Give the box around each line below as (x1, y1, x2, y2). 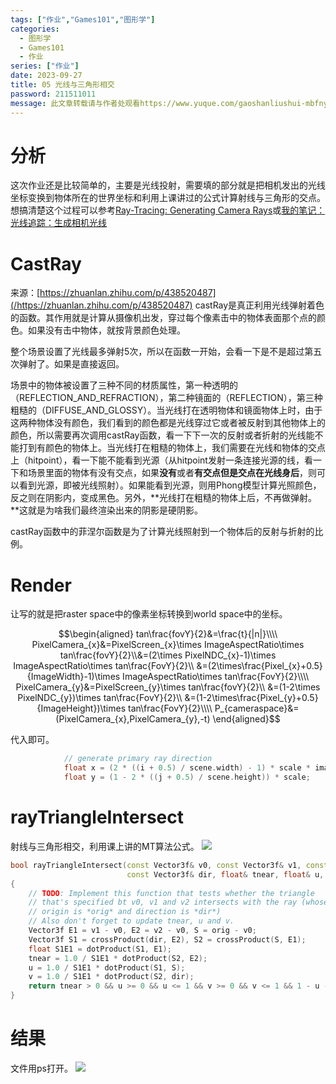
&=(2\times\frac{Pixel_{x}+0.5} (196, 660, 323, 672)
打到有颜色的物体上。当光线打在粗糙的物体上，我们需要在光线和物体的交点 (18, 442, 326, 454)
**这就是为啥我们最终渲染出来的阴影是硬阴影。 (10, 504, 204, 516)
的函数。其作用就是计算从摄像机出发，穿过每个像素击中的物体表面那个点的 (10, 312, 317, 324)
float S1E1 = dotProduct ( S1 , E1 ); (28, 944, 172, 954)
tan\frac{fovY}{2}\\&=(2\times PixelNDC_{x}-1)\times (59, 649, 277, 661)
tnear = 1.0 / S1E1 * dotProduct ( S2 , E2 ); (28, 953, 208, 963)
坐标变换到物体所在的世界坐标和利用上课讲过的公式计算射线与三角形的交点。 (10, 192, 326, 204)
